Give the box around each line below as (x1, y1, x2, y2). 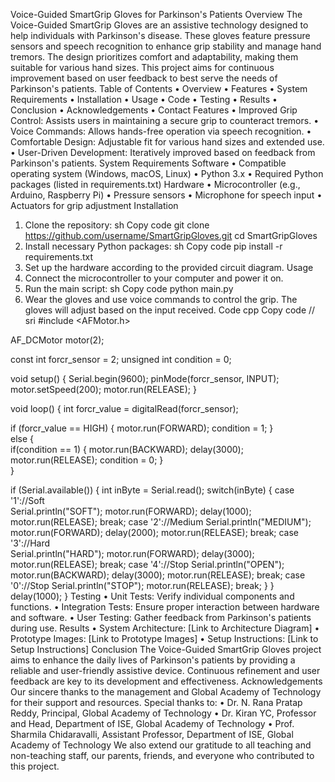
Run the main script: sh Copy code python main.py (24, 283, 234, 294)
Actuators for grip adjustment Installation (10, 200, 179, 211)
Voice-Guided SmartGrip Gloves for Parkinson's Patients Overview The (10, 9, 303, 20)
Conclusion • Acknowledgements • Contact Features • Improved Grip (10, 104, 298, 116)
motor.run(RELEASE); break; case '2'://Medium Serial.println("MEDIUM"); (10, 516, 312, 528)
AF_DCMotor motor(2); (10, 334, 105, 346)
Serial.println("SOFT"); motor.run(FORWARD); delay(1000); (10, 505, 252, 517)
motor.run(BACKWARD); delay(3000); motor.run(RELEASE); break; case (10, 569, 306, 581)
